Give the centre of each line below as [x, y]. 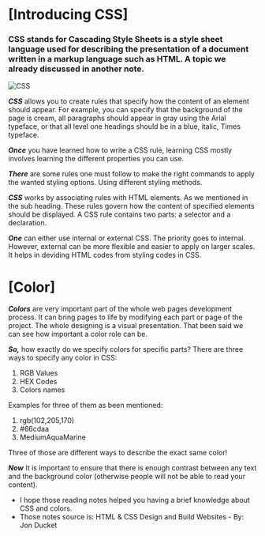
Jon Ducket [38, 525]
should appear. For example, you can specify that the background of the [125, 110]
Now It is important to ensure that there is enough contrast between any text [132, 468]
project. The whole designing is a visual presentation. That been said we [126, 326]
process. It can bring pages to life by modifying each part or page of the [125, 317]
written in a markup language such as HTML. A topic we [117, 59]
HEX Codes [38, 382]
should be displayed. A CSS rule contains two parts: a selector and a [119, 214]
